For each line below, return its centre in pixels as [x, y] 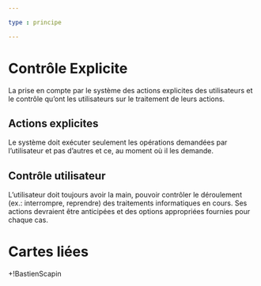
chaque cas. [28, 220]
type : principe [35, 22]
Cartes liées [49, 252]
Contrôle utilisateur [57, 176]
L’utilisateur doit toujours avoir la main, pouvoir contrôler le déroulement [125, 195]
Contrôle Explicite [68, 68]
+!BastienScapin [35, 274]
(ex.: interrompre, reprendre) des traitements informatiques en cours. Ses [128, 203]
